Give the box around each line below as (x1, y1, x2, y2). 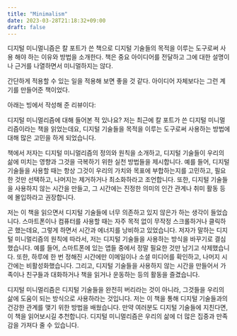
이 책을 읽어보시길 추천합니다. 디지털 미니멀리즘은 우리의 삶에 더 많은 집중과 (7, 312, 215, 320)
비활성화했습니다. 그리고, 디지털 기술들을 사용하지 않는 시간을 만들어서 (25, 261, 219, 270)
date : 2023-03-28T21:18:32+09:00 (7, 17, 106, 24)
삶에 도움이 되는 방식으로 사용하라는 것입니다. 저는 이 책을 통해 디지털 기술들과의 (7, 294, 229, 303)
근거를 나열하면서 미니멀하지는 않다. (14, 62, 113, 70)
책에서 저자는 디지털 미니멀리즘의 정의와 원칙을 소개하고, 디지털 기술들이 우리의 (7, 148, 225, 157)
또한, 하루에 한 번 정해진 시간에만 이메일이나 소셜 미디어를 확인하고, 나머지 (16, 253, 221, 261)
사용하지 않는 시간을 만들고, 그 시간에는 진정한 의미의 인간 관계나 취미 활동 (14, 184, 219, 193)
